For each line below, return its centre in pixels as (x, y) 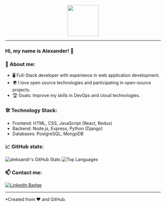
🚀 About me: (20, 64)
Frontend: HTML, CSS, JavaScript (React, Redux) (62, 123)
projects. (21, 90)
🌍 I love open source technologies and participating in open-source (82, 83)
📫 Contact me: (24, 172)
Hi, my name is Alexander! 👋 (40, 51)
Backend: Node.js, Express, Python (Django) (57, 128)
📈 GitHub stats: (24, 147)
